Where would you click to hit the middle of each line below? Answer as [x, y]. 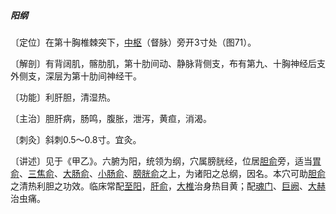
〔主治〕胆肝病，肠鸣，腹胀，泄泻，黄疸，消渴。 [111, 118]
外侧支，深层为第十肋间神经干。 [76, 76]
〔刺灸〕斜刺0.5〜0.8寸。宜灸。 [76, 139]
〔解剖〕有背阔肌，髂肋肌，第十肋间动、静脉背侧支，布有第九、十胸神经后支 [168, 63]
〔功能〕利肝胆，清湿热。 [63, 97]
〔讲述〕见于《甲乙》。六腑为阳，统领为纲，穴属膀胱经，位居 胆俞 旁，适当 [161, 161]
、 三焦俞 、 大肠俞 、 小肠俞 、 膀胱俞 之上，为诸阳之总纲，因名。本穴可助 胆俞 [172, 173]
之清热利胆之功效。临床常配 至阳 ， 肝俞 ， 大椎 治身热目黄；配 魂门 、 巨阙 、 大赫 [168, 186]
